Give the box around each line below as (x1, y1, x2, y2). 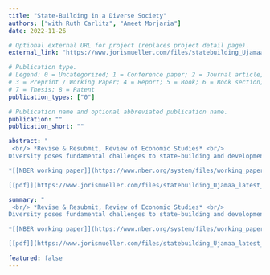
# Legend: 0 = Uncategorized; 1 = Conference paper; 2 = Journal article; (8, 71, 264, 79)
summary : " (8, 195, 45, 203)
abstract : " (8, 137, 48, 146)
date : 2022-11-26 (8, 27, 67, 35)
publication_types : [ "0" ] (8, 93, 95, 101)
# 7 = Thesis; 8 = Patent (8, 85, 95, 93)
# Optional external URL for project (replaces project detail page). (8, 41, 250, 49)
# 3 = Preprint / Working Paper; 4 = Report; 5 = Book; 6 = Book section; (8, 78, 264, 86)
